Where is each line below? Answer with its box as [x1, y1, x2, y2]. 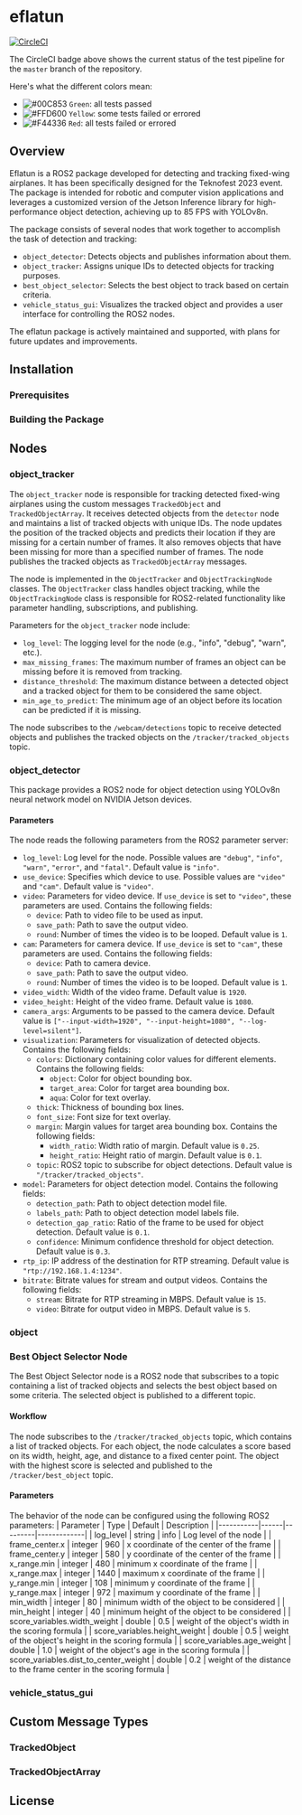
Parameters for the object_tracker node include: [9, 619, 191, 630]
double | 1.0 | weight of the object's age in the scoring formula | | [9, 1644, 250, 1655]
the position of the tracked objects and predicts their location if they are [9, 527, 277, 538]
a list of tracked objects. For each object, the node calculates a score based [9, 1440, 291, 1452]
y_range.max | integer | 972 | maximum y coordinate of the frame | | [9, 1586, 261, 1597]
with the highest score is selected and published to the [9, 1460, 214, 1471]
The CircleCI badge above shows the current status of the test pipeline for [9, 53, 286, 64]
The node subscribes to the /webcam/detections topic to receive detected [9, 721, 282, 733]
